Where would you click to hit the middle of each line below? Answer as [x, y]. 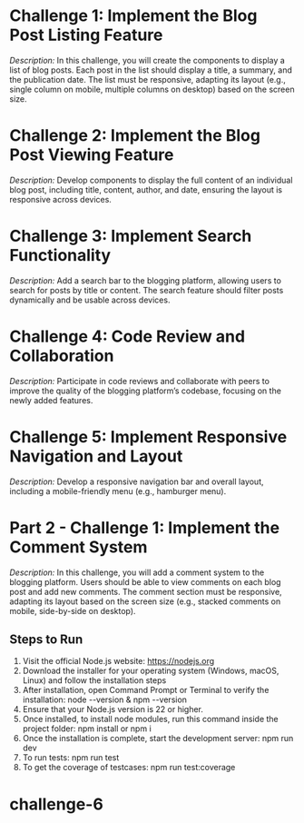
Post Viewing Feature [92, 155]
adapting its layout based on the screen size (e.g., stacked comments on [145, 601]
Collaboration [62, 356]
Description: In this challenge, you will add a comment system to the [137, 572]
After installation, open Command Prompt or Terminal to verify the [146, 690]
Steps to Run [46, 640]
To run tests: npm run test [71, 758]
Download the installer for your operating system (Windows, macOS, [151, 671]
